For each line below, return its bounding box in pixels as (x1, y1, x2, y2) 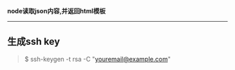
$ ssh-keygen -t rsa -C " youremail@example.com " (24, 55, 171, 63)
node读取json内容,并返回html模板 (7, 7, 106, 15)
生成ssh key (7, 36, 61, 48)
